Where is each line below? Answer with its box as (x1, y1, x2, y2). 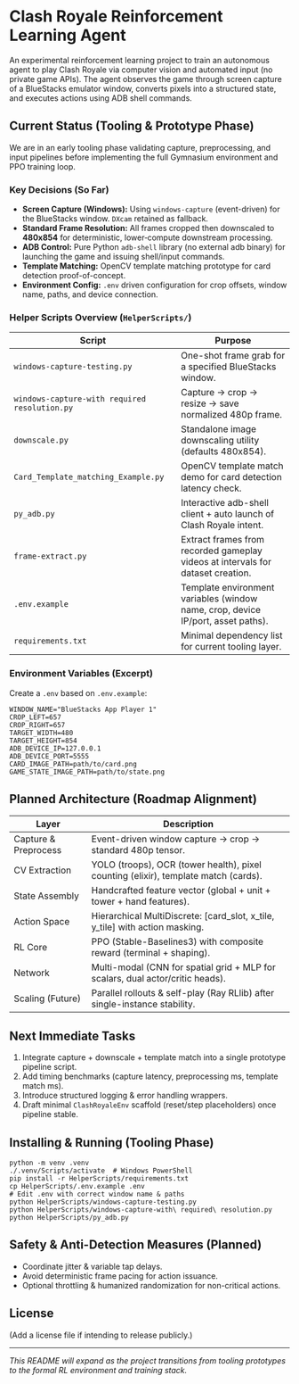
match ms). (21, 1081, 64, 1091)
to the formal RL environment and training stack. (9, 1364, 188, 1375)
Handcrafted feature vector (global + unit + (91, 884, 271, 897)
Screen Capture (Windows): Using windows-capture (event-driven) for (21, 203, 280, 215)
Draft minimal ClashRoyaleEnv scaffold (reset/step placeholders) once (21, 1099, 277, 1110)
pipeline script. (21, 1062, 77, 1073)
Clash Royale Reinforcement (9, 6, 224, 27)
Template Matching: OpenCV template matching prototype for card (21, 261, 271, 271)
